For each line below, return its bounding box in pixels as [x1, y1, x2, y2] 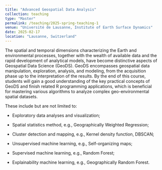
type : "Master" [5, 16, 36, 21]
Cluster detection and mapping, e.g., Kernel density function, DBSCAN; [12, 131, 154, 137]
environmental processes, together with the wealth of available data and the [5, 52, 157, 58]
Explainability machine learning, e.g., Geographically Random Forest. [12, 159, 150, 165]
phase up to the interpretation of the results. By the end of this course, [5, 73, 146, 79]
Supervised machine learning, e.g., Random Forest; [12, 150, 115, 155]
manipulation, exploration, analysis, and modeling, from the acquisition [5, 68, 146, 74]
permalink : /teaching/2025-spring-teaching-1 [5, 20, 98, 26]
